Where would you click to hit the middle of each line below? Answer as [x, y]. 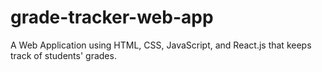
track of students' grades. [63, 55]
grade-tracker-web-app [112, 17]
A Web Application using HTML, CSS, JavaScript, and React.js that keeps [161, 45]
